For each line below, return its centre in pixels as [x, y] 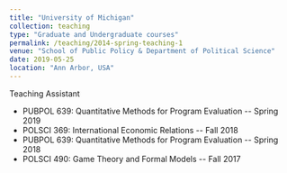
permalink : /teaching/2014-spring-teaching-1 [96, 43]
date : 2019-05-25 [42, 59]
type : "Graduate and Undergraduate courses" [94, 34]
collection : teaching [50, 26]
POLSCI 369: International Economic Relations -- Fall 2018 [130, 130]
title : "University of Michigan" [72, 18]
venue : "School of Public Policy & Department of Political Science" [143, 51]
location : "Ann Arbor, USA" [62, 68]
